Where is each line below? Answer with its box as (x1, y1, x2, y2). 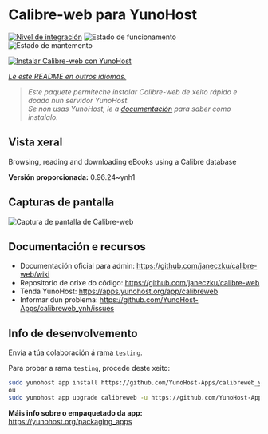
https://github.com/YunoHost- (99, 295, 199, 305)
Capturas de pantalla (8, 196, 114, 209)
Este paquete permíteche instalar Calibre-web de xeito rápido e (27, 86, 238, 97)
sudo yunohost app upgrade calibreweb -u (8, 393, 148, 401)
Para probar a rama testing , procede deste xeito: (8, 364, 171, 373)
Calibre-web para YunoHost (8, 6, 198, 24)
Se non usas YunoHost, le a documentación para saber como (27, 104, 231, 113)
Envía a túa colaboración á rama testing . (8, 348, 143, 357)
